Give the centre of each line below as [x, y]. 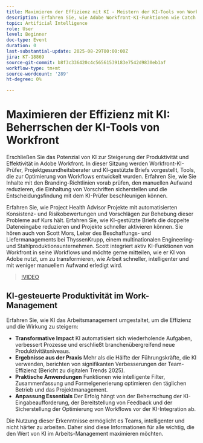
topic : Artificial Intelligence [47, 23]
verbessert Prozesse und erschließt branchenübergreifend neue [95, 344]
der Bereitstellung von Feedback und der [122, 402]
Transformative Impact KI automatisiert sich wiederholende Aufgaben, [103, 338]
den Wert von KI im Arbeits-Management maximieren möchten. [85, 433]
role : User [20, 29]
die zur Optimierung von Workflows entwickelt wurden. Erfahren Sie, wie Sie [101, 177]
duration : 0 [21, 46]
